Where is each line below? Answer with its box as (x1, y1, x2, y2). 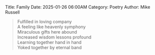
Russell (5, 9, 20, 15)
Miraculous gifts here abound (17, 29, 77, 35)
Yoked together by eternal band (17, 45, 82, 50)
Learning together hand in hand (17, 39, 82, 45)
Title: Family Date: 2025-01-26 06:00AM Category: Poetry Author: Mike (5, 4, 151, 10)
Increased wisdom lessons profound (17, 34, 92, 40)
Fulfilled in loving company (17, 19, 72, 24)
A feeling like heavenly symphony (17, 24, 86, 30)
